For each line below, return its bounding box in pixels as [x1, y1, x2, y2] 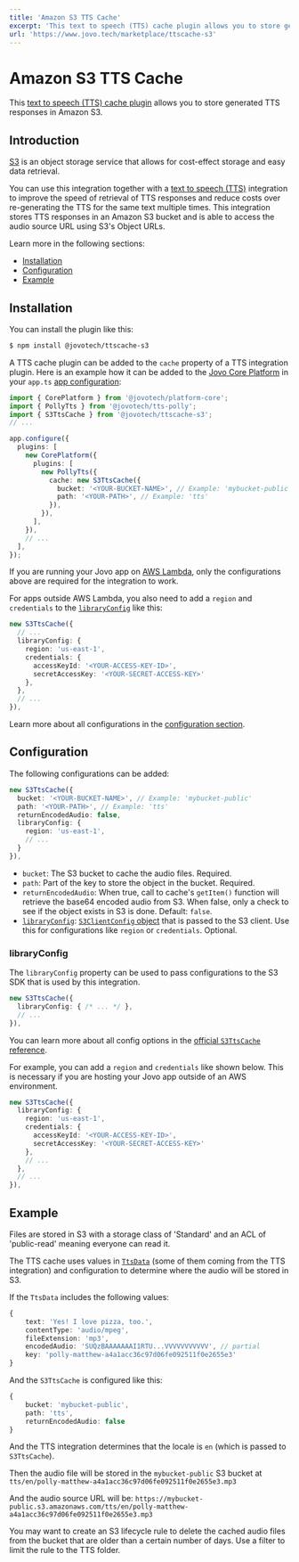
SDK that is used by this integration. [9, 977, 141, 987]
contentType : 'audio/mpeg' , [25, 1325, 129, 1335]
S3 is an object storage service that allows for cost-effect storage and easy [9, 157, 286, 168]
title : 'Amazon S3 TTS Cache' [9, 12, 122, 22]
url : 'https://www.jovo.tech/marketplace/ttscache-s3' [9, 29, 217, 38]
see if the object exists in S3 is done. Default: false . [21, 905, 213, 916]
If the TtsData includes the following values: [9, 1291, 169, 1302]
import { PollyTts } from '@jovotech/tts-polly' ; [9, 402, 198, 411]
